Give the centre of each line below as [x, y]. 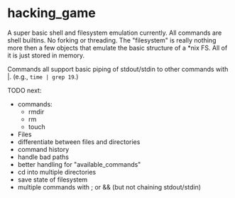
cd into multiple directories [57, 172]
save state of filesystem [53, 180]
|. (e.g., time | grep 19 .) [43, 77]
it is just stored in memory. [46, 55]
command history [43, 149]
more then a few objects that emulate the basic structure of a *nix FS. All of [117, 48]
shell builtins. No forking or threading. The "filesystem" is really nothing [112, 40]
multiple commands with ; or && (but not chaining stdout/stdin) [109, 187]
